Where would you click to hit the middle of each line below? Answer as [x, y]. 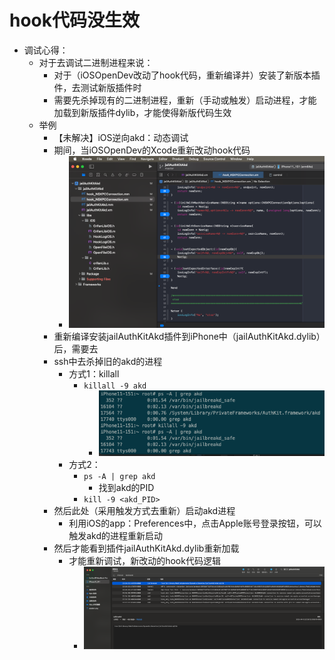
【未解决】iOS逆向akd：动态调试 [121, 137]
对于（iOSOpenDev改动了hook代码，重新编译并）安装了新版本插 [187, 75]
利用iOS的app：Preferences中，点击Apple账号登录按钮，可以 [195, 523]
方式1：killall [94, 374]
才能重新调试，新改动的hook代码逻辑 [144, 560]
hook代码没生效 [75, 20]
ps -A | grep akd [119, 476]
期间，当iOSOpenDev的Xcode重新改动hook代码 [152, 150]
